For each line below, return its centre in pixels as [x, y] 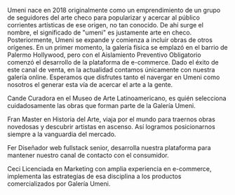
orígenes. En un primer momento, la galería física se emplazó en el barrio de [117, 47]
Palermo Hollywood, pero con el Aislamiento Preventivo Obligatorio [104, 55]
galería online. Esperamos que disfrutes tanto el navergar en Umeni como [114, 77]
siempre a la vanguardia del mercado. [62, 134]
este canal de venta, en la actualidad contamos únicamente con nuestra [111, 70]
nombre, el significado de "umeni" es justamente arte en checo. [100, 32]
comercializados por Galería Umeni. [59, 184]
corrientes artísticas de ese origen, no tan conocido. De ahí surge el [105, 25]
